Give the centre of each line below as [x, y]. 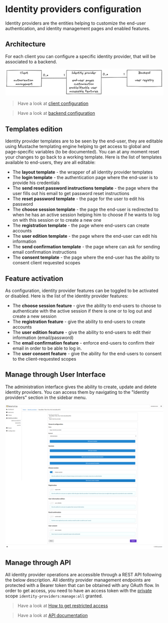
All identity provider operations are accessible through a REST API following [83, 575]
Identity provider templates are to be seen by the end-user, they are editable [84, 141]
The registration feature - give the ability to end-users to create [79, 322]
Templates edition [34, 129]
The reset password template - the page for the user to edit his [78, 199]
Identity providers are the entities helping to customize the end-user [76, 23]
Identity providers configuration [73, 9]
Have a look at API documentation [52, 615]
